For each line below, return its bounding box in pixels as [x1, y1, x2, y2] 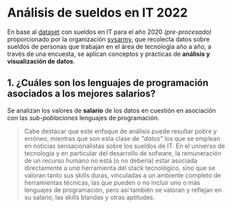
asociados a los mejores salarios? [7, 88, 156, 100]
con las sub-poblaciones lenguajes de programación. [7, 113, 159, 122]
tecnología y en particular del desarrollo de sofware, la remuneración [24, 149, 222, 157]
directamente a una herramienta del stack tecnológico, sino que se [24, 164, 216, 172]
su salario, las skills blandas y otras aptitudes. [24, 193, 155, 201]
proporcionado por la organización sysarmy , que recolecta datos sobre [7, 35, 210, 43]
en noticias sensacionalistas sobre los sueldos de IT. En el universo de [24, 142, 226, 150]
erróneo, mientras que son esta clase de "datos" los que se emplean [24, 134, 220, 142]
